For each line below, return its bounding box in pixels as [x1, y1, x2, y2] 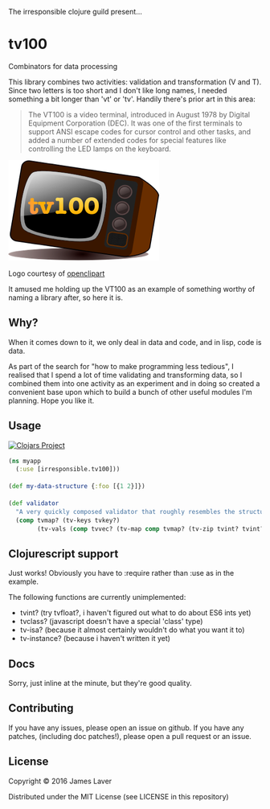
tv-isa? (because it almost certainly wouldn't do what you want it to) [19, 625, 245, 634]
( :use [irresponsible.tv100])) [15, 466, 121, 474]
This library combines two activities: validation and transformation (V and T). [8, 76, 262, 87]
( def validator [8, 499, 59, 507]
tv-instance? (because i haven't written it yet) [19, 634, 171, 643]
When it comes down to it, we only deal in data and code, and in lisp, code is [8, 337, 262, 347]
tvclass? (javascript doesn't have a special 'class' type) [19, 617, 203, 626]
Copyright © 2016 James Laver [8, 776, 112, 786]
